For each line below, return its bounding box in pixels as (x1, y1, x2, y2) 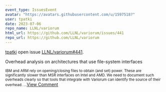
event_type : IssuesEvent (5, 7, 57, 12)
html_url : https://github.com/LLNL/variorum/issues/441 (5, 30, 124, 35)
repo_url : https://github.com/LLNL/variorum (5, 35, 99, 40)
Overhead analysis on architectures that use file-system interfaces (5, 58, 142, 64)
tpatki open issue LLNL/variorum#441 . (5, 48, 84, 55)
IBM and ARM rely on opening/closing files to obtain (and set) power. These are (5, 68, 141, 73)
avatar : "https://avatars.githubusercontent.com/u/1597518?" (5, 12, 135, 17)
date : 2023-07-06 (5, 21, 41, 26)
